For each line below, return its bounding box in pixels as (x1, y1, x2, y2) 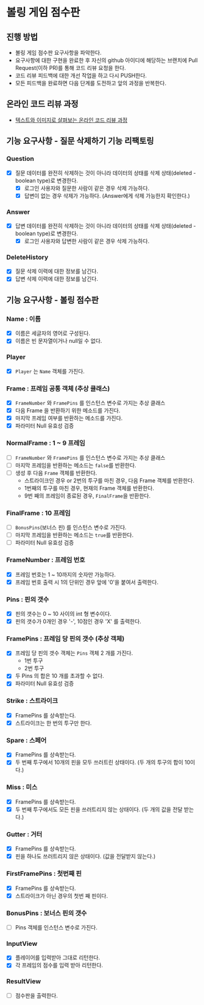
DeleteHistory (6, 253, 49, 262)
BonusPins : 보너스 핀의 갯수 (6, 909, 87, 917)
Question (6, 155, 35, 163)
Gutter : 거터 (6, 830, 43, 838)
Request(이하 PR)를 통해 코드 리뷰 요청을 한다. (15, 65, 126, 71)
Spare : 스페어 (6, 736, 47, 744)
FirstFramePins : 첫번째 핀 (6, 869, 82, 878)
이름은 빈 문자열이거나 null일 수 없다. (15, 337, 102, 345)
